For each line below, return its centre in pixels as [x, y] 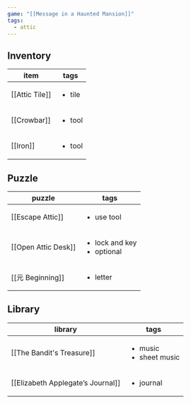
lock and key [116, 243]
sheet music [160, 357]
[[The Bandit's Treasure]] [53, 352]
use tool [108, 217]
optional [108, 252]
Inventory [29, 56]
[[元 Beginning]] [38, 278]
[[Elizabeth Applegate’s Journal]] [66, 383]
